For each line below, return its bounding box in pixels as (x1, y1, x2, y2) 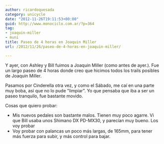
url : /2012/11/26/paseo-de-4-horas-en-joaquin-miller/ (5, 44, 121, 49)
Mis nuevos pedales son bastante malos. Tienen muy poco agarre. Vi (12, 112, 154, 118)
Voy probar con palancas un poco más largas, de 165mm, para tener (12, 128, 153, 134)
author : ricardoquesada (5, 7, 55, 12)
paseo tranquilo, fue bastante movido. (5, 93, 83, 99)
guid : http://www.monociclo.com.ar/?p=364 (5, 21, 94, 26)
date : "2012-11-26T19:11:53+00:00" (5, 16, 79, 21)
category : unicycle (5, 12, 46, 17)
